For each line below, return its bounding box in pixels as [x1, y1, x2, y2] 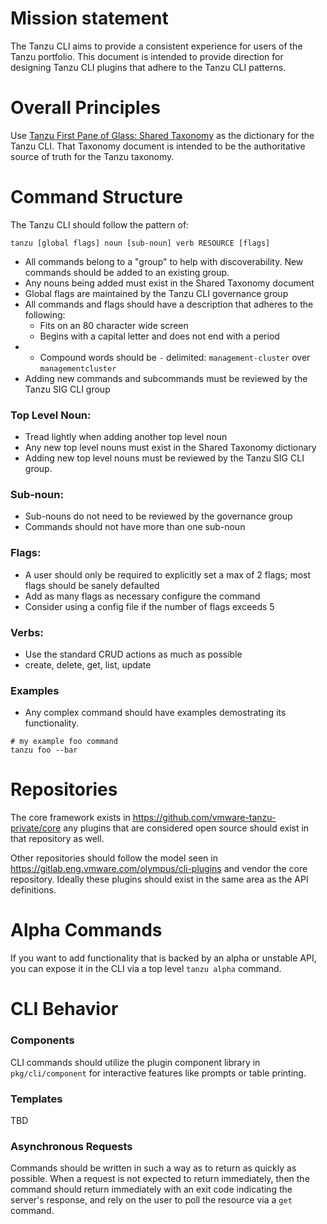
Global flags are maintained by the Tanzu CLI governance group [24, 287, 289, 299]
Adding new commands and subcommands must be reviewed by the [24, 372, 308, 384]
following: [24, 308, 66, 321]
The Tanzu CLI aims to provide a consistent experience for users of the [10, 40, 303, 52]
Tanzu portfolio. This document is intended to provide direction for [10, 50, 284, 62]
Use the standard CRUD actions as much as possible [24, 648, 243, 660]
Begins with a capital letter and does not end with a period [39, 330, 280, 342]
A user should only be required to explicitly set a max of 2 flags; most [24, 568, 312, 581]
